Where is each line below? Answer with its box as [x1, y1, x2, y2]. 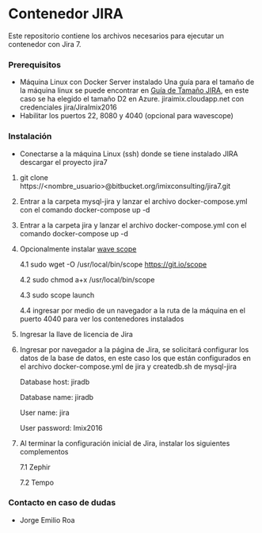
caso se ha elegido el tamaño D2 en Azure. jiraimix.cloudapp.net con [19, 94, 245, 104]
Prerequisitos [8, 59, 62, 70]
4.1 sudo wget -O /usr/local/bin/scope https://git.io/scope [19, 259, 207, 269]
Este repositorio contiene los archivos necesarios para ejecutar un [8, 31, 224, 40]
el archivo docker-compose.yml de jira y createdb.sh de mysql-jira [19, 362, 237, 371]
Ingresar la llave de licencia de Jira [19, 329, 133, 339]
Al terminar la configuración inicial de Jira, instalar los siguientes [19, 438, 230, 448]
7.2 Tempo [19, 477, 54, 487]
